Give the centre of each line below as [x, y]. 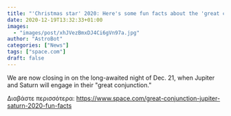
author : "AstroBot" [35, 39]
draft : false [26, 58]
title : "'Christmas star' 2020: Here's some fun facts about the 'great [113, 13]
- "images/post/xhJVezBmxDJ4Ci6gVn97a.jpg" [76, 33]
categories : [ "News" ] [38, 45]
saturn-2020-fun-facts [40, 105]
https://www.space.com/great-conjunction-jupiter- [148, 98]
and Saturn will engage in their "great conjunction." [79, 85]
